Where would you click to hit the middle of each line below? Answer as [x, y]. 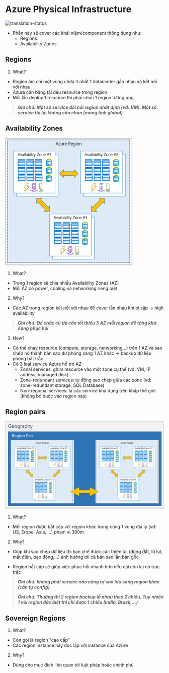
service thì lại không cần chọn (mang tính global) [70, 112]
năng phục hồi [33, 328]
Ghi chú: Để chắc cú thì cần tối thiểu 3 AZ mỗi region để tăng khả [87, 323]
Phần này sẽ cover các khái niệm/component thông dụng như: [77, 33]
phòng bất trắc [28, 358]
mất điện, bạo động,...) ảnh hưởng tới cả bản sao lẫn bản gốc [76, 557]
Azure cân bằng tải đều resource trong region [60, 92]
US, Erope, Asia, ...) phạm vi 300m [48, 532]
